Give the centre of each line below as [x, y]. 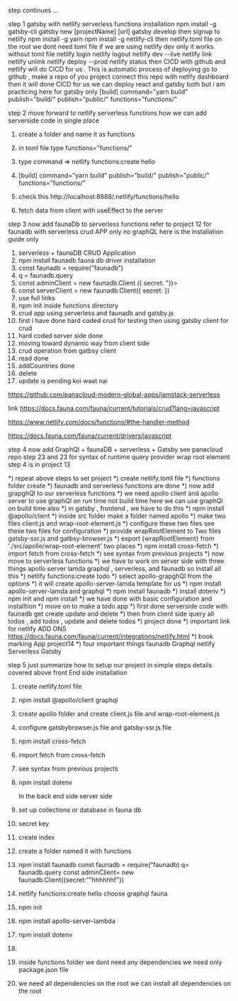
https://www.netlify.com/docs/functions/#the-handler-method [99, 422]
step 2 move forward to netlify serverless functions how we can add [108, 113]
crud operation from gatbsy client [67, 351]
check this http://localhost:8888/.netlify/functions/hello [99, 197]
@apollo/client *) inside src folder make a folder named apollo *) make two [117, 516]
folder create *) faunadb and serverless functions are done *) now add [111, 486]
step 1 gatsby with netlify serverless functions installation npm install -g [112, 24]
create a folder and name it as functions [76, 134]
